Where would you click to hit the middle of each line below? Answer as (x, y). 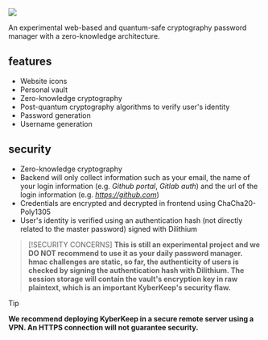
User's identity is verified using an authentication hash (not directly (131, 220)
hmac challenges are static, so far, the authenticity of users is (133, 262)
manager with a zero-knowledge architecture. (84, 36)
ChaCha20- (236, 203)
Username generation (56, 124)
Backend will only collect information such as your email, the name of (135, 177)
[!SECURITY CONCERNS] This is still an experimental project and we (144, 244)
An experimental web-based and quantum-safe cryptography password (128, 27)
